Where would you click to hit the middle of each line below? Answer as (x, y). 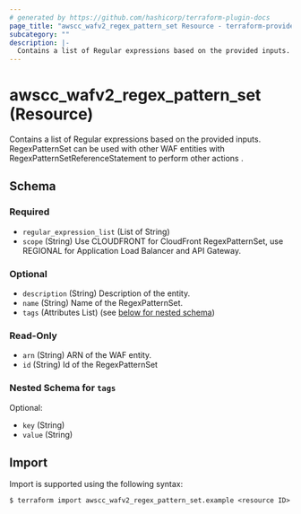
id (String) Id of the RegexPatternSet (90, 365)
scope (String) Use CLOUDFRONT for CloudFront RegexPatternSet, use (153, 241)
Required (30, 212)
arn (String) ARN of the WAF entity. (87, 355)
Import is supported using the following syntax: (96, 484)
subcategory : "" (39, 34)
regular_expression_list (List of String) (96, 231)
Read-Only (34, 335)
